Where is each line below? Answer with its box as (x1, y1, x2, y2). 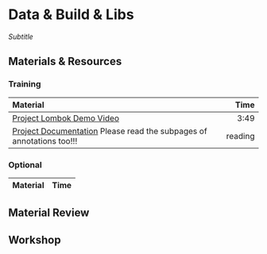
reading (226, 130, 255, 141)
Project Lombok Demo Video (12, 113, 119, 124)
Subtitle (8, 32, 33, 41)
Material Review (8, 206, 90, 220)
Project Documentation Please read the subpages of (12, 125, 208, 137)
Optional (8, 159, 42, 170)
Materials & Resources (8, 55, 122, 68)
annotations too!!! (12, 135, 78, 146)
